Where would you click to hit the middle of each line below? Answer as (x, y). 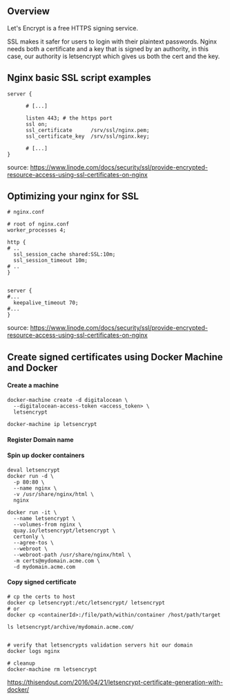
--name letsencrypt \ (45, 518)
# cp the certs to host (41, 597)
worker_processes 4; (37, 230)
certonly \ (29, 536)
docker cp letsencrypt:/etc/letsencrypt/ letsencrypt (86, 603)
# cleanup (21, 663)
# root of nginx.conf (38, 224)
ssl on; (37, 124)
